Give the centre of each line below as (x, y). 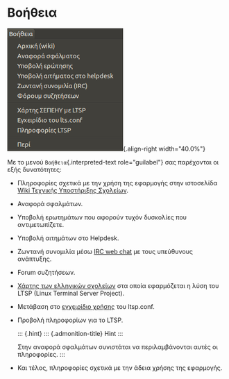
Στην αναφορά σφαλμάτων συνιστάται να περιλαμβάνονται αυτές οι (118, 347)
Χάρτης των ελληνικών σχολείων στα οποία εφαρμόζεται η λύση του (118, 285)
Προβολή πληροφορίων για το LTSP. (70, 320)
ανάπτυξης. (34, 259)
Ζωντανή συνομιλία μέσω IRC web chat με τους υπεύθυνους (105, 251)
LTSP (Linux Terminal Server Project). (71, 293)
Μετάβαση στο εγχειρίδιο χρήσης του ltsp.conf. (86, 306)
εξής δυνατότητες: (34, 169)
